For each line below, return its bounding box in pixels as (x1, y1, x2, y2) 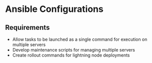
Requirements (5, 23, 50, 32)
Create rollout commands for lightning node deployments (12, 52, 130, 58)
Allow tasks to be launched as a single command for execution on (12, 36, 148, 42)
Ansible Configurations (5, 3, 104, 15)
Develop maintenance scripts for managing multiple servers (12, 47, 136, 53)
